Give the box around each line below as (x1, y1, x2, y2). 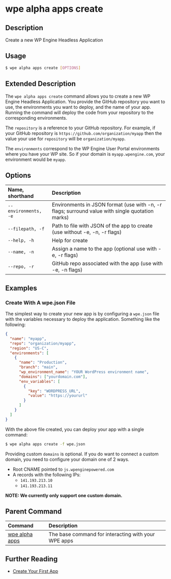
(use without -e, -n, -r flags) (51, 228, 122, 236)
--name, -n (8, 249, 34, 255)
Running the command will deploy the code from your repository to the (5, 109, 154, 115)
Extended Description (5, 80, 76, 88)
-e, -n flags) (51, 266, 83, 273)
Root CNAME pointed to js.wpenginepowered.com (12, 466, 115, 472)
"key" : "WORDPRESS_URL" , (27, 388, 81, 393)
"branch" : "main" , (18, 365, 58, 370)
